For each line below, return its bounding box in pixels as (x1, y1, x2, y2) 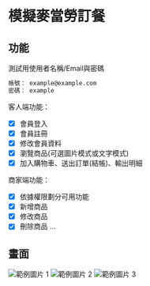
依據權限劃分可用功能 (19, 192, 89, 201)
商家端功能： (8, 175, 50, 185)
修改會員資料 (19, 138, 62, 148)
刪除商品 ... (19, 222, 56, 231)
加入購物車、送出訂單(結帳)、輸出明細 (19, 159, 143, 167)
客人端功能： (8, 102, 50, 111)
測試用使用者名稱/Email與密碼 (8, 64, 105, 73)
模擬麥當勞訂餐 (8, 7, 106, 25)
